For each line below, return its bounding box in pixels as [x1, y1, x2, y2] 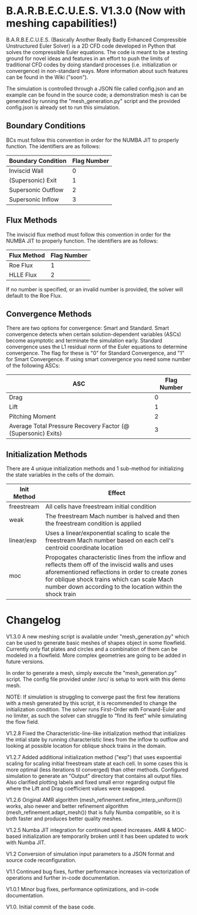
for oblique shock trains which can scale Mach [45, 575, 174, 584]
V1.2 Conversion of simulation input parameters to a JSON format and [6, 850, 175, 857]
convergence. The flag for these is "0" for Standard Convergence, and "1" [6, 350, 185, 357]
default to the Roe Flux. [6, 292, 63, 299]
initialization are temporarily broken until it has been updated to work [22, 833, 189, 840]
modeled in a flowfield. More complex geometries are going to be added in [6, 652, 186, 659]
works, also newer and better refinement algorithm [6, 803, 129, 810]
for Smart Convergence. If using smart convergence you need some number [6, 356, 191, 363]
